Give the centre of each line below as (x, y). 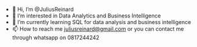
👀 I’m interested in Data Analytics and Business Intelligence (86, 16)
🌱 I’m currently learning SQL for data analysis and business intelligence (102, 22)
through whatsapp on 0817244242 (56, 37)
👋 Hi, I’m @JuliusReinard (43, 9)
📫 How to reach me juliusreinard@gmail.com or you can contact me (98, 29)
